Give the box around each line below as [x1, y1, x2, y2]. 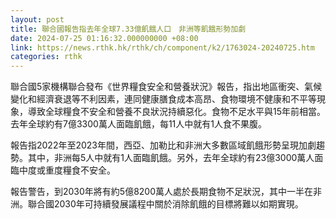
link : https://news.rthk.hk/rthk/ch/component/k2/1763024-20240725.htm [10, 42, 315, 53]
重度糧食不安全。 [44, 164, 116, 176]
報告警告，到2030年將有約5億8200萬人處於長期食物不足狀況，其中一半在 [10, 186, 314, 198]
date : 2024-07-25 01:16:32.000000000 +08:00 [10, 33, 199, 43]
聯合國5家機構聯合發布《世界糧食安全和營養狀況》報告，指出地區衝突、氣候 [10, 81, 323, 93]
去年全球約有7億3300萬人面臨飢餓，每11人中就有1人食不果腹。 [10, 118, 267, 130]
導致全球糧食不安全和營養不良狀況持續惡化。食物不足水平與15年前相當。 [27, 106, 326, 118]
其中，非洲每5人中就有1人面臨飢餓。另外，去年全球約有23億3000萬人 [27, 152, 315, 164]
